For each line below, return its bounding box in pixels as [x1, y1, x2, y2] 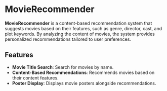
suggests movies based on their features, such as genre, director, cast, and [5, 25, 162, 31]
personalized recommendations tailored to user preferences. [5, 36, 131, 42]
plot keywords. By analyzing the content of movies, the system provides [5, 31, 155, 37]
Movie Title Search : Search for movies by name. [12, 64, 114, 70]
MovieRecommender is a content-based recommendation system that [5, 20, 152, 26]
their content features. [12, 74, 59, 81]
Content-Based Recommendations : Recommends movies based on [12, 69, 155, 75]
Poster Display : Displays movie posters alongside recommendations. [12, 80, 156, 86]
